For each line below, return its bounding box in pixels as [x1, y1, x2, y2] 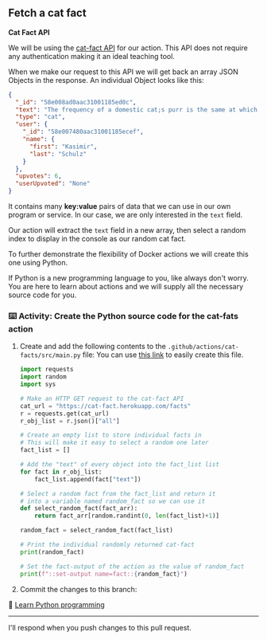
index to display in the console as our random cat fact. [8, 234, 187, 244]
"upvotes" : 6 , [15, 172, 62, 180]
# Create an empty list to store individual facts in [19, 431, 202, 439]
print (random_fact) [19, 548, 85, 556]
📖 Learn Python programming [8, 599, 105, 609]
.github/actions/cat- [168, 343, 240, 351]
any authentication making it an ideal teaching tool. [8, 51, 175, 61]
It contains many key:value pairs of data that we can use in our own [8, 202, 231, 211]
